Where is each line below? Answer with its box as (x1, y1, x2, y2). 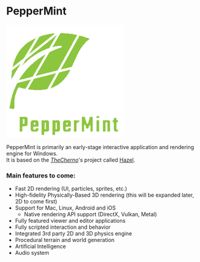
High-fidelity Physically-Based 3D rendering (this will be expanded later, (14, 191, 195, 199)
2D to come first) (14, 198, 57, 205)
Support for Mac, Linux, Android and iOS (14, 204, 116, 212)
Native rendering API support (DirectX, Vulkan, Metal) (23, 211, 157, 218)
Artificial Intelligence (14, 243, 66, 250)
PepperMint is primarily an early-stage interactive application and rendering (6, 143, 195, 150)
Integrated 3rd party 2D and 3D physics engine (14, 230, 133, 237)
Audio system (14, 249, 49, 257)
